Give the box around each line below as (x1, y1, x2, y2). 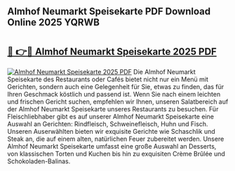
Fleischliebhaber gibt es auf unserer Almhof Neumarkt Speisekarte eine (7, 112, 214, 121)
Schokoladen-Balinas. (7, 157, 71, 165)
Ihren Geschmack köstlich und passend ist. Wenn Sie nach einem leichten (7, 90, 221, 98)
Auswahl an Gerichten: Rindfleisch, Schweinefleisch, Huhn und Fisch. (7, 120, 208, 128)
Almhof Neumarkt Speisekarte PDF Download (7, 6, 211, 18)
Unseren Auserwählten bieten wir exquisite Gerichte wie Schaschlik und (7, 128, 215, 135)
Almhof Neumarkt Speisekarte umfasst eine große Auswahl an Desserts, (7, 142, 217, 150)
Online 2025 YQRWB (7, 17, 100, 29)
